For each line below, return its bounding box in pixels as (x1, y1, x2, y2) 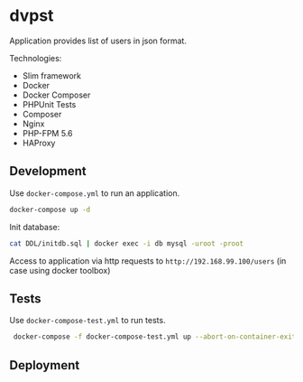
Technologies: (9, 52, 62, 63)
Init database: (9, 221, 60, 232)
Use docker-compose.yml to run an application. (9, 187, 180, 199)
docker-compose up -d (9, 205, 91, 214)
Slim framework (22, 70, 82, 81)
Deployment (9, 358, 80, 373)
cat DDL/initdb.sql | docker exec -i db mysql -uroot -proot (9, 238, 244, 248)
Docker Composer (22, 89, 91, 100)
